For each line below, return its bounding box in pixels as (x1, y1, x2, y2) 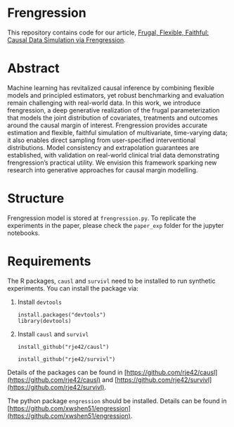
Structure (7, 191, 65, 207)
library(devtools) (17, 317, 72, 324)
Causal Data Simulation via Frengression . (7, 35, 126, 44)
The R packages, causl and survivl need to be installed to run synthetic (7, 276, 216, 285)
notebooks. (7, 229, 40, 237)
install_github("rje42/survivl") (17, 355, 116, 363)
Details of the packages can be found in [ (7, 368, 127, 376)
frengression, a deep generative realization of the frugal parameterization (7, 106, 220, 114)
